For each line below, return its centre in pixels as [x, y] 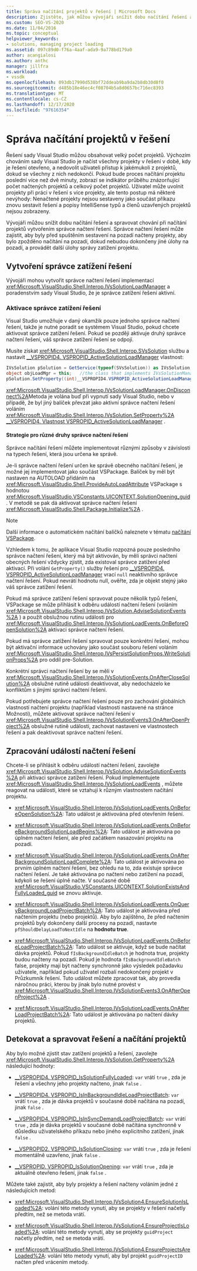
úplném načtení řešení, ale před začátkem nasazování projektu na [94, 838]
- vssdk [16, 77]
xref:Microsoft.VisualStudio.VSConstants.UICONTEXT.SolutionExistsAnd [102, 887]
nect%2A [17, 397]
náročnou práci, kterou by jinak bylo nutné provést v [77, 984]
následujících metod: [31, 1190]
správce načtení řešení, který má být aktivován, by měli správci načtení [92, 556]
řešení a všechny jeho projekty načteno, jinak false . [78, 1083]
